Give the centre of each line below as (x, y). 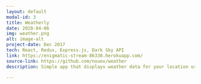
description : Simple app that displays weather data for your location (97, 67)
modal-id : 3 (21, 17)
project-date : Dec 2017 (36, 45)
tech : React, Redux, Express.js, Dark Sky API (65, 50)
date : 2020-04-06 (28, 28)
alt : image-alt (25, 39)
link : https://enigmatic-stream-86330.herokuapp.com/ (75, 56)
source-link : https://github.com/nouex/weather (67, 61)
